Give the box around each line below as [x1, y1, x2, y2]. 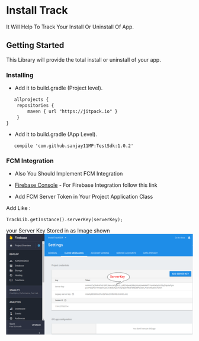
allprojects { [14, 97, 49, 103]
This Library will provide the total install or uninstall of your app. [6, 56, 161, 63]
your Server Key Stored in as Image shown [6, 227, 111, 234]
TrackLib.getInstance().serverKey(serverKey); [6, 217, 123, 223]
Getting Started [6, 40, 65, 50]
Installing [6, 71, 34, 79]
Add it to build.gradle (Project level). [14, 84, 103, 92]
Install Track [6, 4, 68, 17]
